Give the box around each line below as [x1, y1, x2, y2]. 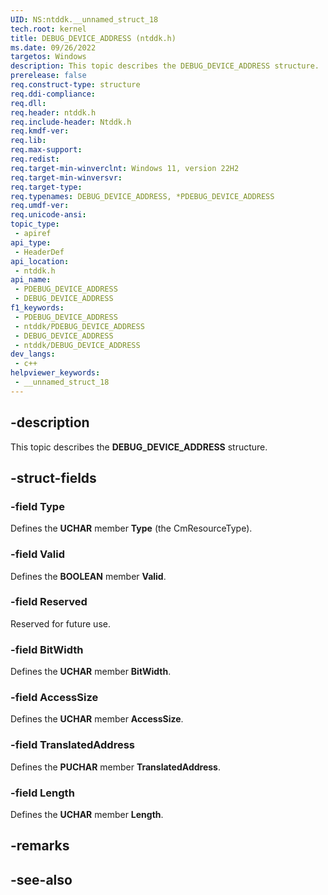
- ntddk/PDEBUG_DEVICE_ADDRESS [14, 321, 145, 331]
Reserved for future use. [10, 617, 111, 630]
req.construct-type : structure [10, 80, 141, 90]
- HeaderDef [14, 247, 65, 257]
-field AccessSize [10, 691, 99, 705]
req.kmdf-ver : [10, 126, 70, 136]
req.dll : [10, 98, 47, 108]
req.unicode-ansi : [10, 210, 87, 220]
